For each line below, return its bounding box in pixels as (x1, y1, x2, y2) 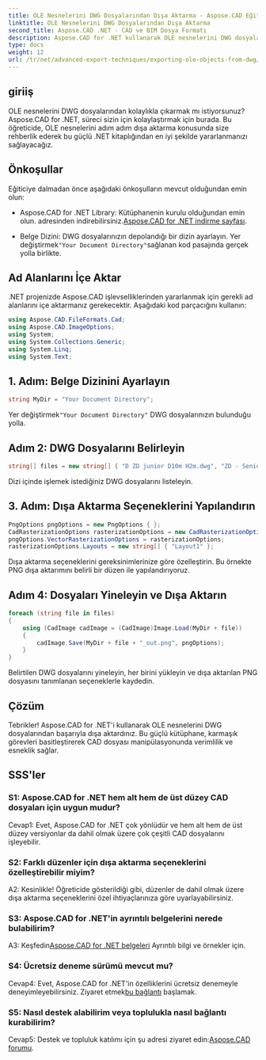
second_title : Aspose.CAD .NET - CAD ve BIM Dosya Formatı (8, 26, 207, 34)
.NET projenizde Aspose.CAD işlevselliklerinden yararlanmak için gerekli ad (8, 292, 253, 302)
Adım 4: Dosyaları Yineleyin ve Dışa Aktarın (8, 588, 227, 602)
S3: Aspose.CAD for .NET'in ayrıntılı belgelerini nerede (8, 913, 223, 924)
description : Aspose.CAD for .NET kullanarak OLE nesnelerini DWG (8, 33, 232, 42)
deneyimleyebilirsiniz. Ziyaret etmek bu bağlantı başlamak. (8, 987, 197, 997)
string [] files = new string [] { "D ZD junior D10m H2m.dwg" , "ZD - (8, 463, 239, 471)
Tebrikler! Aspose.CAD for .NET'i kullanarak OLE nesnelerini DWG (8, 720, 222, 730)
